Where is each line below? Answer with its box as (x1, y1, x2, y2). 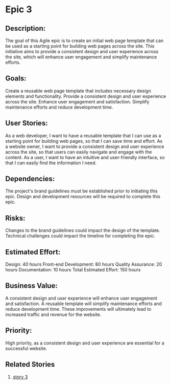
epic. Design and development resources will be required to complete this (5, 194, 161, 200)
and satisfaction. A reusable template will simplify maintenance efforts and (5, 301, 162, 307)
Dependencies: (5, 175, 55, 183)
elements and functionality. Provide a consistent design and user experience (5, 93, 166, 99)
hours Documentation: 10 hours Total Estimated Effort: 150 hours (5, 267, 141, 273)
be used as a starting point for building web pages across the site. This (5, 43, 155, 49)
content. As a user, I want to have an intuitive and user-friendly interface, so (5, 154, 165, 160)
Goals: (5, 74, 27, 83)
